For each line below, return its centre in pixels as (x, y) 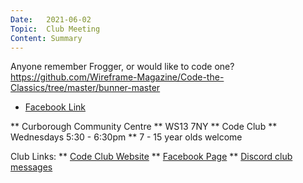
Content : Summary (46, 38)
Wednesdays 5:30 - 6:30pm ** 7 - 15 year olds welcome (126, 137)
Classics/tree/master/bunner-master (85, 88)
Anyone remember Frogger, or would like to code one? (122, 67)
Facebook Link (55, 107)
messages (31, 167)
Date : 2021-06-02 (51, 19)
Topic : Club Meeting (55, 29)
